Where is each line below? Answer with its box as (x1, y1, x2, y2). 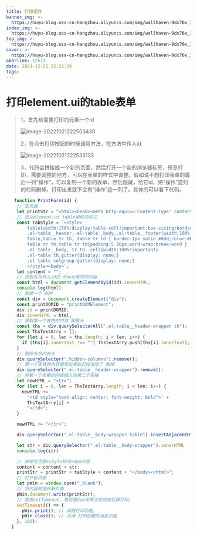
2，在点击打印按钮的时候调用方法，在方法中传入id (20, 140, 142, 147)
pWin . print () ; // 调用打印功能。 (21, 507, 97, 514)
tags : (6, 69, 19, 75)
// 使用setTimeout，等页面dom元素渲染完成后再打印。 (16, 497, 133, 503)
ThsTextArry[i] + (27, 400, 69, 406)
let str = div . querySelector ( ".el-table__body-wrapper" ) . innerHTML (16, 442, 185, 448)
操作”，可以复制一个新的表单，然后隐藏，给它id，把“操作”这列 (38, 179, 189, 186)
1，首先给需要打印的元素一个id (20, 116, 94, 123)
